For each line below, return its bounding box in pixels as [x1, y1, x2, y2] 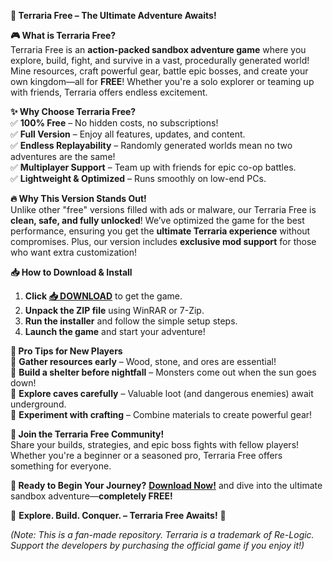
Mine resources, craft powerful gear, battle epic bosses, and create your [10, 65, 309, 77]
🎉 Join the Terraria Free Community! [10, 428, 165, 440]
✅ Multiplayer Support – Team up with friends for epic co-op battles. [10, 161, 297, 173]
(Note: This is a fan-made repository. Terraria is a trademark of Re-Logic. [10, 529, 315, 540]
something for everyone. [10, 460, 112, 472]
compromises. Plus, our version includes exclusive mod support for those [10, 236, 317, 247]
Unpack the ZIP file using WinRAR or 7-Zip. [24, 305, 205, 316]
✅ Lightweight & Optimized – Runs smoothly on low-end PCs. [10, 173, 267, 184]
